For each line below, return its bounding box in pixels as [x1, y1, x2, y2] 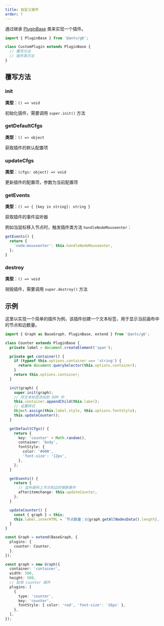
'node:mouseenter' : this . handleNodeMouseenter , [14, 243, 113, 248]
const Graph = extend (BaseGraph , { [5, 535, 78, 540]
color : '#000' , [23, 449, 54, 454]
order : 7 [5, 12, 23, 17]
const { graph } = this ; [14, 512, 65, 517]
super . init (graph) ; [14, 390, 54, 395]
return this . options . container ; [14, 372, 80, 377]
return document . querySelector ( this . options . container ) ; [18, 363, 137, 368]
